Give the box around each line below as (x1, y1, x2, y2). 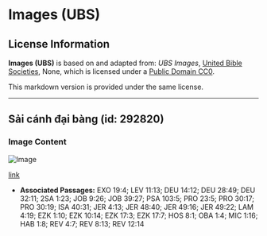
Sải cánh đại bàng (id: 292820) (8, 113, 164, 126)
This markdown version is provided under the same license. (8, 82, 204, 91)
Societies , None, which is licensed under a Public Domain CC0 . (8, 67, 215, 76)
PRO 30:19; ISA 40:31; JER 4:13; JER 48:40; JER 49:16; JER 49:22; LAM (19, 202, 254, 211)
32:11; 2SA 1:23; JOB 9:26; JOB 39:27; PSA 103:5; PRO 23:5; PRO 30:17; (19, 193, 254, 203)
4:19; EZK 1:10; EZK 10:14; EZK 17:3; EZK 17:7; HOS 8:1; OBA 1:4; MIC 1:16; (19, 211, 258, 220)
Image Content (8, 137, 68, 148)
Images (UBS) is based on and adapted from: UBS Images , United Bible (8, 58, 242, 68)
